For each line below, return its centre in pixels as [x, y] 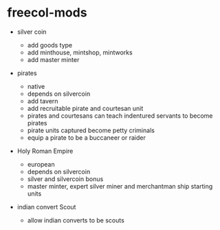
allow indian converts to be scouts [76, 220]
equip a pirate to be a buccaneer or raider [86, 137]
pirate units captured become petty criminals [91, 130]
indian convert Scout [46, 207]
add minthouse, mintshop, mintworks [80, 52]
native [36, 86]
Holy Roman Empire [45, 151]
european [41, 164]
